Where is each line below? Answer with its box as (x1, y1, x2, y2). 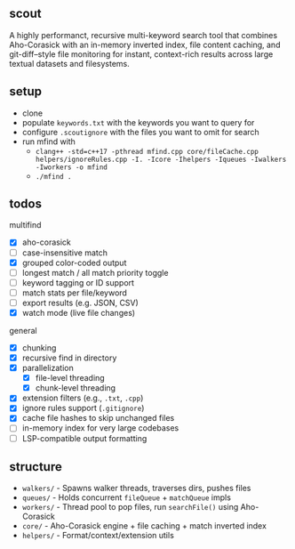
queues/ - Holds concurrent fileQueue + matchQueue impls (21, 492, 231, 503)
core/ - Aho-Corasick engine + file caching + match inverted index (21, 521, 267, 531)
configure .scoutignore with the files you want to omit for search (21, 126, 259, 137)
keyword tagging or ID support (21, 277, 135, 287)
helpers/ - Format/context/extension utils (21, 530, 175, 541)
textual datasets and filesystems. (9, 58, 131, 69)
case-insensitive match (21, 247, 108, 258)
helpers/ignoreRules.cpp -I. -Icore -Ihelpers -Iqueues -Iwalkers (35, 155, 287, 164)
